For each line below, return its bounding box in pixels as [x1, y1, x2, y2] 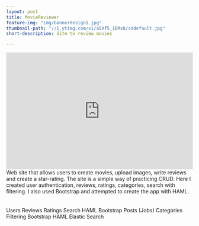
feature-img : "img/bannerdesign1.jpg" [6, 20, 102, 26]
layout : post [6, 8, 38, 15]
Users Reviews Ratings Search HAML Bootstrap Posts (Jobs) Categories [6, 207, 183, 214]
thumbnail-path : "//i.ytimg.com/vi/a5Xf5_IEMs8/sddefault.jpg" [6, 25, 166, 31]
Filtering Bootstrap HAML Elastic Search [6, 213, 104, 220]
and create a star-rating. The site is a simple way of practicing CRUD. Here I [6, 176, 191, 183]
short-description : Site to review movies [6, 31, 113, 37]
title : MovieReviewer [6, 14, 60, 20]
